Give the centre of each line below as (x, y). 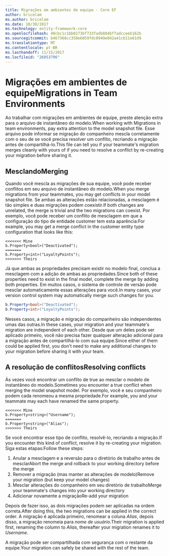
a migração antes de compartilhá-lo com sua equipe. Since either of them (81, 341)
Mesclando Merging (37, 171)
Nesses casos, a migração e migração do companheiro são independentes (83, 319)
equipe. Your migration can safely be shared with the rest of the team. (77, 547)
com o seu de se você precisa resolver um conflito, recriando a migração (81, 139)
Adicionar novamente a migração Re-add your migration (71, 496)
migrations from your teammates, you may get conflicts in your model (78, 194)
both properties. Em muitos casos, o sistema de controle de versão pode (81, 285)
